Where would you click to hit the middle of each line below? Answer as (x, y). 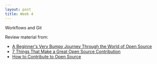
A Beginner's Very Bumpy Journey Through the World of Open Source (82, 46)
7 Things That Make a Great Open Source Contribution (66, 51)
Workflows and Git (23, 27)
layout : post (18, 9)
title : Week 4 (19, 14)
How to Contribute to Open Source (46, 56)
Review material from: (27, 37)
